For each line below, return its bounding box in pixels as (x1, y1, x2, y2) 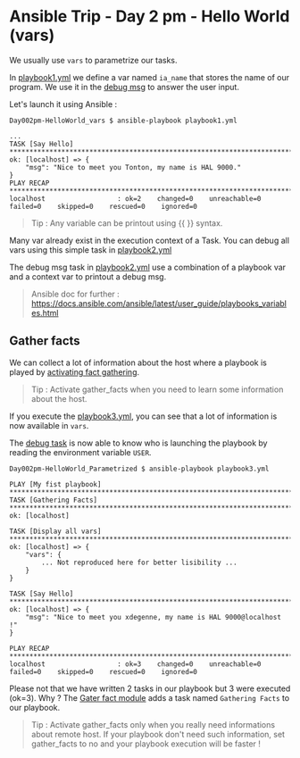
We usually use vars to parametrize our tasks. (9, 54, 178, 65)
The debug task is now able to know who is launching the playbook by (9, 437, 268, 448)
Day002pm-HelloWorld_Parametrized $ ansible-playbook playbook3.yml (9, 464, 270, 473)
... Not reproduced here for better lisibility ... (41, 558, 238, 567)
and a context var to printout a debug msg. (9, 271, 167, 282)
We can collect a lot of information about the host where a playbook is (9, 357, 268, 368)
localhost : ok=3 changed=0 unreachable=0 (9, 659, 262, 669)
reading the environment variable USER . (9, 446, 152, 457)
